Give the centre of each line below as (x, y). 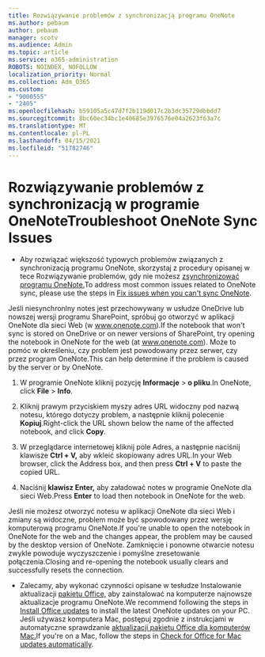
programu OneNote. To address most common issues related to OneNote (138, 285)
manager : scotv (33, 38)
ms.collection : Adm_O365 (49, 82)
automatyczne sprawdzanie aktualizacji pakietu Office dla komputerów (135, 628)
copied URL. (40, 473)
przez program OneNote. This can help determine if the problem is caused (129, 359)
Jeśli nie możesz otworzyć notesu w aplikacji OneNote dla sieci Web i (122, 511)
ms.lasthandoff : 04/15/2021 (55, 141)
